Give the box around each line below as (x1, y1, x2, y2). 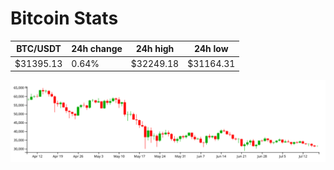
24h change (71, 43, 123, 55)
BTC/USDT (16, 43, 62, 55)
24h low (193, 43, 229, 55)
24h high (135, 43, 175, 55)
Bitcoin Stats (10, 7, 119, 30)
